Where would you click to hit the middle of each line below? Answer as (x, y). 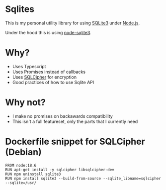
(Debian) (23, 152)
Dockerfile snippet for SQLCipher (75, 142)
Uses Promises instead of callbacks (49, 72)
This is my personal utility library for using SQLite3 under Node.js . (73, 23)
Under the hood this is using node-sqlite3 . (48, 32)
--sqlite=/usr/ (21, 183)
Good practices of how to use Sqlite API (53, 82)
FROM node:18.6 (21, 165)
